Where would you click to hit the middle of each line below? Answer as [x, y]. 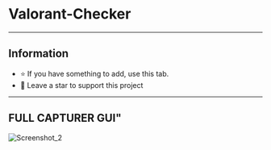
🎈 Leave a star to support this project [81, 85]
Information [39, 54]
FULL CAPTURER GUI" [65, 118]
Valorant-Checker [70, 14]
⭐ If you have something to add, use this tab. [94, 73]
